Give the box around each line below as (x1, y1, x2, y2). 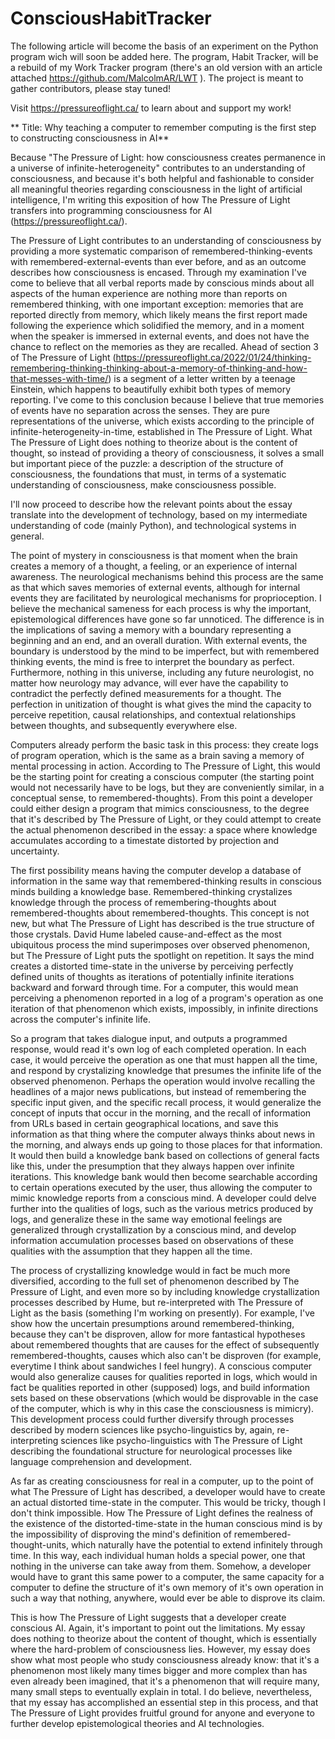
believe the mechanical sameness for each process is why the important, (10, 602, 312, 614)
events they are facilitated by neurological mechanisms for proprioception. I (10, 592, 322, 604)
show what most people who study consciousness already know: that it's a (10, 1653, 320, 1666)
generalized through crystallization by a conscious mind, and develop (10, 1223, 297, 1236)
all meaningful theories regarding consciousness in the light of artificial (10, 183, 303, 195)
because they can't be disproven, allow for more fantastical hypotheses (10, 1328, 306, 1340)
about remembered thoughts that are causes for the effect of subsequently (10, 1338, 320, 1351)
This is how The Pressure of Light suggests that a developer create (10, 1611, 287, 1623)
